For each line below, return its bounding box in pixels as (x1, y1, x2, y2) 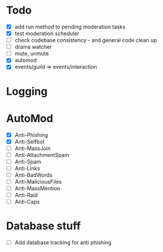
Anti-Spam (14, 158, 41, 165)
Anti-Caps (14, 198, 40, 205)
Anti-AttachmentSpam (14, 151, 69, 158)
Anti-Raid (14, 192, 38, 199)
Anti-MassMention (14, 185, 60, 192)
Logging (6, 84, 48, 98)
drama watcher (14, 43, 52, 50)
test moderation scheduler (14, 30, 79, 37)
